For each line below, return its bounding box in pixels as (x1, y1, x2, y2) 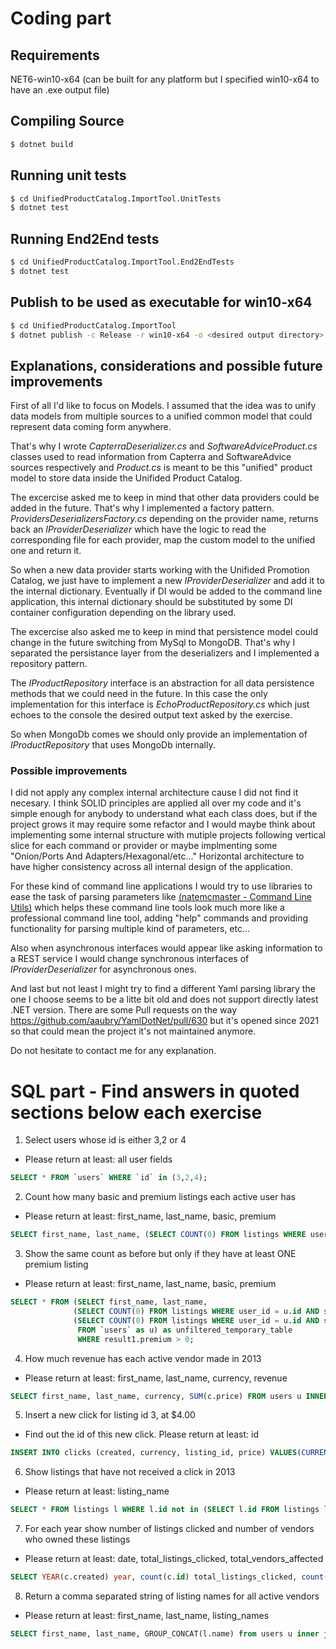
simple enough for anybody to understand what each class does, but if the (10, 808, 318, 820)
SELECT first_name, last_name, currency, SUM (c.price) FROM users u (10, 1391, 302, 1401)
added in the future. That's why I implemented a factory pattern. (10, 502, 275, 514)
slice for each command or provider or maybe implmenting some (10, 840, 278, 852)
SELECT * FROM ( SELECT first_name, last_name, (10, 1297, 208, 1307)
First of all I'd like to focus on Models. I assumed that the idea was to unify (10, 400, 317, 412)
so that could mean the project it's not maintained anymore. (10, 1025, 257, 1037)
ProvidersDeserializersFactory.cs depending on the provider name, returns (10, 513, 319, 525)
